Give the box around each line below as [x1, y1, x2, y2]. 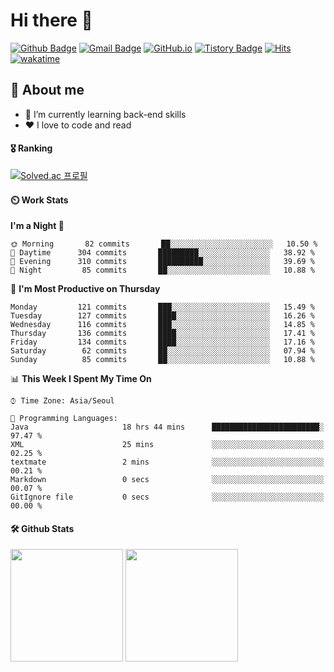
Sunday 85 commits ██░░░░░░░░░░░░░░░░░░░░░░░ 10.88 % [10, 355, 315, 365]
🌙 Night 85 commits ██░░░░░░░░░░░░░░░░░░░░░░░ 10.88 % [10, 265, 315, 276]
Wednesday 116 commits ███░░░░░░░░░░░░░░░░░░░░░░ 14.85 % [10, 320, 315, 330]
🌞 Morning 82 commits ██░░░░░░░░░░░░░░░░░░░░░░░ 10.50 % [10, 239, 318, 249]
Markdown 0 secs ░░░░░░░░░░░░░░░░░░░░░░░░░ [10, 475, 325, 485]
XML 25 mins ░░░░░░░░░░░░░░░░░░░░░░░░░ [10, 440, 325, 450]
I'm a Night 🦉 [10, 220, 65, 232]
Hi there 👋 [10, 9, 93, 32]
